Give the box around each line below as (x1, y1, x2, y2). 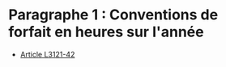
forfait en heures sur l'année (8, 23, 204, 41)
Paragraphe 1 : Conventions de (8, 6, 219, 24)
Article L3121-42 (19, 49, 75, 59)
